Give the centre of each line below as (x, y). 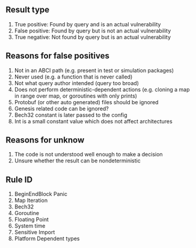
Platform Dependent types (47, 238)
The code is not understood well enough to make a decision (88, 155)
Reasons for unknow (45, 140)
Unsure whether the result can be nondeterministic (77, 161)
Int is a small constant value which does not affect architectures (93, 121)
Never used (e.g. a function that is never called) (73, 77)
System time (30, 226)
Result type (28, 10)
